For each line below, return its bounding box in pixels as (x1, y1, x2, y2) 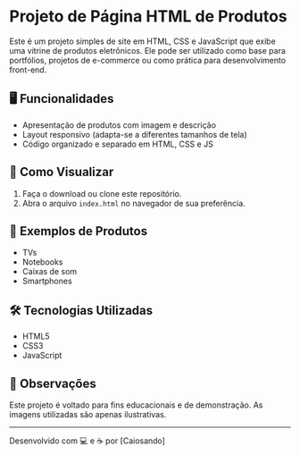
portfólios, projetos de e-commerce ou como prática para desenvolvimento (9, 55, 287, 65)
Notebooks (21, 257, 63, 267)
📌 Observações (9, 375, 96, 391)
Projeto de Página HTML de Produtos (9, 6, 287, 27)
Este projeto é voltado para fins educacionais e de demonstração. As (9, 400, 263, 410)
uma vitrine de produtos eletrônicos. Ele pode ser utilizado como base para (9, 45, 286, 55)
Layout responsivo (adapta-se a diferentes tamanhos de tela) (21, 129, 247, 139)
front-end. (9, 64, 47, 75)
